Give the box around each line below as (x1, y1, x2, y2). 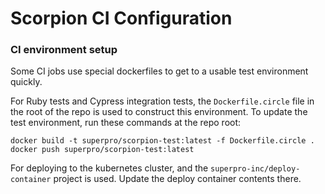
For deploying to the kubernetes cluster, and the (10, 162, 209, 174)
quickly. (10, 76, 43, 88)
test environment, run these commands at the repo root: (10, 117, 242, 129)
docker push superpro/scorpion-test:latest (10, 145, 195, 155)
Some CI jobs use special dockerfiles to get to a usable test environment (10, 65, 309, 77)
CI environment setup (10, 43, 118, 57)
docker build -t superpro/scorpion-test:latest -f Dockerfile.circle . (10, 136, 315, 146)
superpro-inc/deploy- (210, 164, 301, 174)
